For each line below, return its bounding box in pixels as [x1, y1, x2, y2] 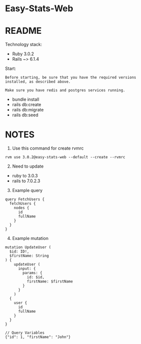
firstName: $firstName [26, 279, 73, 284]
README [5, 25, 42, 37]
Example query [12, 188, 43, 193]
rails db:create [12, 102, 41, 107]
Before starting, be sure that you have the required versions [5, 75, 137, 80]
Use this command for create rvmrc [12, 145, 84, 151]
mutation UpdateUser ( [5, 245, 51, 250]
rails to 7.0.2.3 [12, 178, 40, 184]
